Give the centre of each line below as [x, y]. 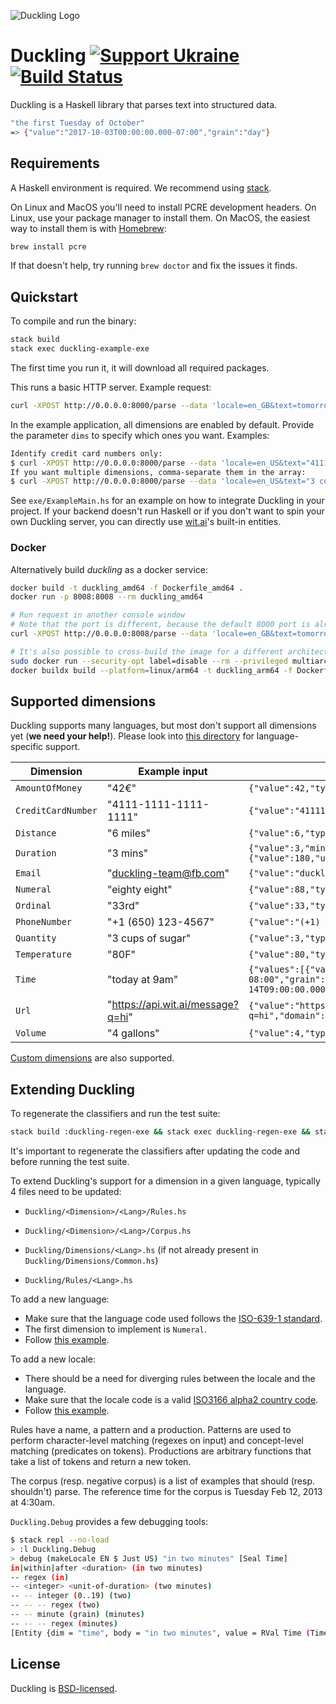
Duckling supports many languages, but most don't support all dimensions [163, 726]
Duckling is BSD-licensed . [64, 1688]
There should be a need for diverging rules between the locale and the [170, 1379]
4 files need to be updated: [66, 1192]
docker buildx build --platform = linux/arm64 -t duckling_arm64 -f [151, 670]
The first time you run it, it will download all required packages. [140, 367]
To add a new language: [60, 1299]
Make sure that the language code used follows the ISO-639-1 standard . [173, 1319]
